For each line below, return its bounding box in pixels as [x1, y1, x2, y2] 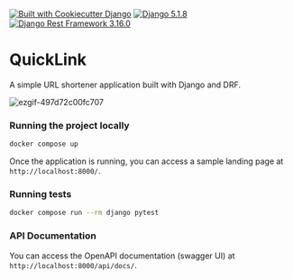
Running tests [9, 188, 72, 201]
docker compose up [9, 139, 78, 148]
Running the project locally [9, 119, 130, 131]
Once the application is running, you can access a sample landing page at [9, 156, 284, 166]
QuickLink [9, 49, 87, 70]
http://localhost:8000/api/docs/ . [9, 259, 137, 270]
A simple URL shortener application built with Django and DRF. [9, 79, 242, 90]
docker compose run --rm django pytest [9, 208, 160, 218]
